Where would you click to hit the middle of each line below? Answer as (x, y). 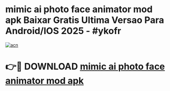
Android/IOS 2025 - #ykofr (63, 31)
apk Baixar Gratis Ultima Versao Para (85, 20)
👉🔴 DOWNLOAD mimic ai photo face (85, 67)
